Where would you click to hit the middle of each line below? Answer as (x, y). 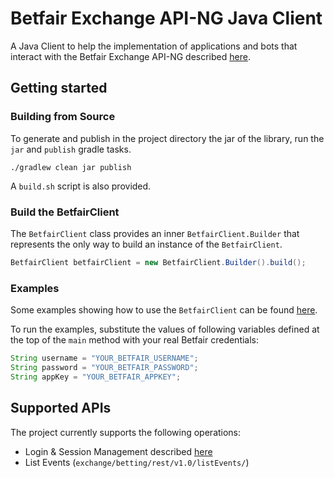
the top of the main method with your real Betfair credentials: (135, 340)
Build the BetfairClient (65, 212)
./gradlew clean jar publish (71, 167)
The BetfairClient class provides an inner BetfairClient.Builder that (155, 233)
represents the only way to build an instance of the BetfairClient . (146, 244)
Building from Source (63, 117)
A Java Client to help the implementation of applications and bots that (154, 46)
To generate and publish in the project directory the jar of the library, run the (167, 138)
